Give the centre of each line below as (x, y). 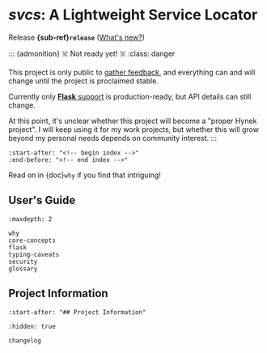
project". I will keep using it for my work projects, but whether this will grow (133, 129)
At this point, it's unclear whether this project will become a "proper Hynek (133, 121)
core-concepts (32, 240)
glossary (23, 269)
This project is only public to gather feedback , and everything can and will (132, 72)
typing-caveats (34, 254)
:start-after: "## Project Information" (78, 312)
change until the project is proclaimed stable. (84, 81)
